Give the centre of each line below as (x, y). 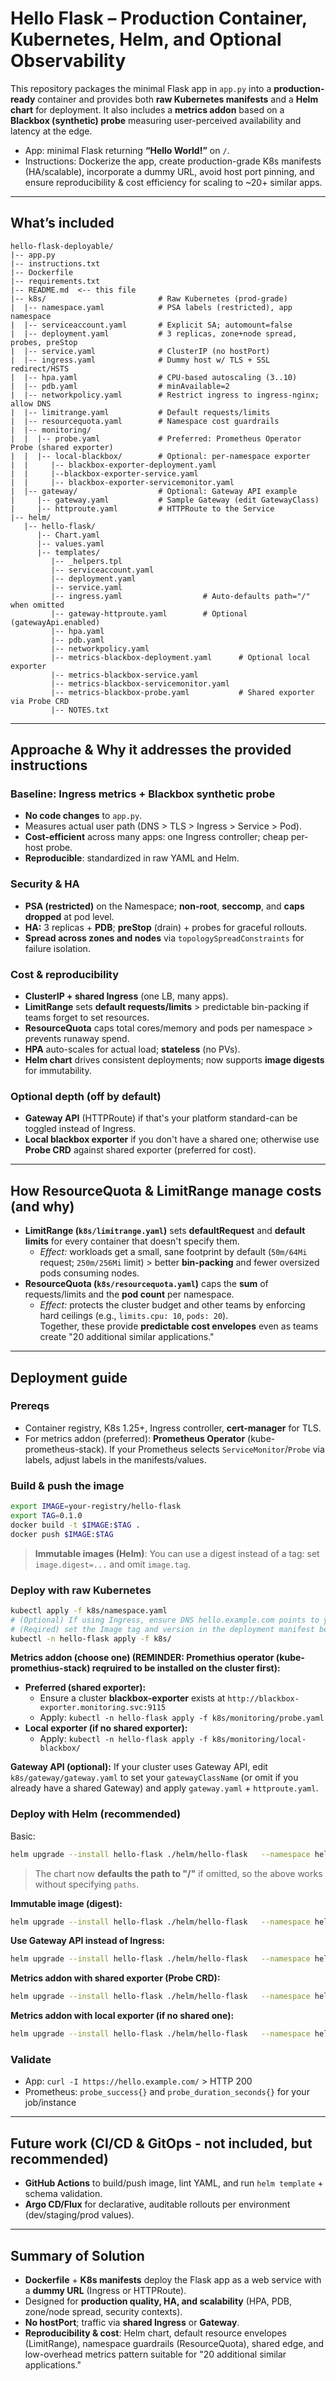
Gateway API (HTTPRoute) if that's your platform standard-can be (161, 1118)
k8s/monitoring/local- (259, 1740)
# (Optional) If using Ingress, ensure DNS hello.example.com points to (165, 1620)
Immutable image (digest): (66, 1903)
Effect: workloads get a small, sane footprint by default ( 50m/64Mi (173, 1252)
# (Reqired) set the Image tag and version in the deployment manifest (162, 1629)
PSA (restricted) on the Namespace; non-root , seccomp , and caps (164, 906)
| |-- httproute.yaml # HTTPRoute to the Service (142, 508)
